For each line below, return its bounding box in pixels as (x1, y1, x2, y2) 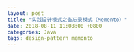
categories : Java (7, 28, 57, 36)
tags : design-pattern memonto (7, 35, 94, 42)
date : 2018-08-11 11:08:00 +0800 (7, 22, 103, 29)
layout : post (7, 9, 44, 17)
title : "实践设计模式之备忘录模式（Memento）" (7, 16, 128, 23)
